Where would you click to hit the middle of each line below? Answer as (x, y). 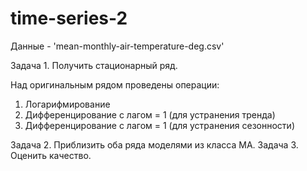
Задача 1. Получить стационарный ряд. (94, 65)
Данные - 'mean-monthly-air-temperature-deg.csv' (117, 46)
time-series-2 (69, 18)
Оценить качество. (51, 155)
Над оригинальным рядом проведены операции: (115, 84)
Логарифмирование (67, 104)
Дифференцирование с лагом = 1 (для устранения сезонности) (159, 125)
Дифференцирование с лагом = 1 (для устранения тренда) (150, 114)
